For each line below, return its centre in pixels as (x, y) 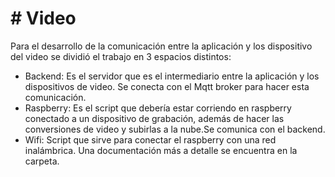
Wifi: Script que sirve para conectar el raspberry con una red (150, 139)
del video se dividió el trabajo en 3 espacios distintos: (121, 56)
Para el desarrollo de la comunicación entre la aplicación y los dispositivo (161, 46)
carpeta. (42, 161)
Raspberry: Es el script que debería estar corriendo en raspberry (158, 108)
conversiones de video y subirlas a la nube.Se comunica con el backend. (175, 129)
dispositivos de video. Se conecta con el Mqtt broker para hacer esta (167, 86)
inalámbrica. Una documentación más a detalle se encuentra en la (161, 150)
